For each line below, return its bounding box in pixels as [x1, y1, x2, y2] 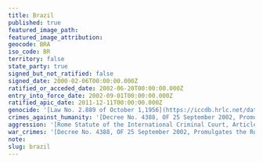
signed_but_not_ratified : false [8, 70, 113, 78]
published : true [8, 19, 61, 27]
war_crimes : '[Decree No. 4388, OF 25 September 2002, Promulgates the [8, 128, 247, 136]
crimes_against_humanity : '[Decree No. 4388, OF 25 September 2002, [8, 114, 236, 121]
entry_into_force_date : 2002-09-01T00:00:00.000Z [8, 92, 174, 100]
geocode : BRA [8, 41, 51, 49]
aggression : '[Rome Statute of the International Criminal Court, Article [8, 121, 258, 129]
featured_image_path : [8, 26, 79, 34]
